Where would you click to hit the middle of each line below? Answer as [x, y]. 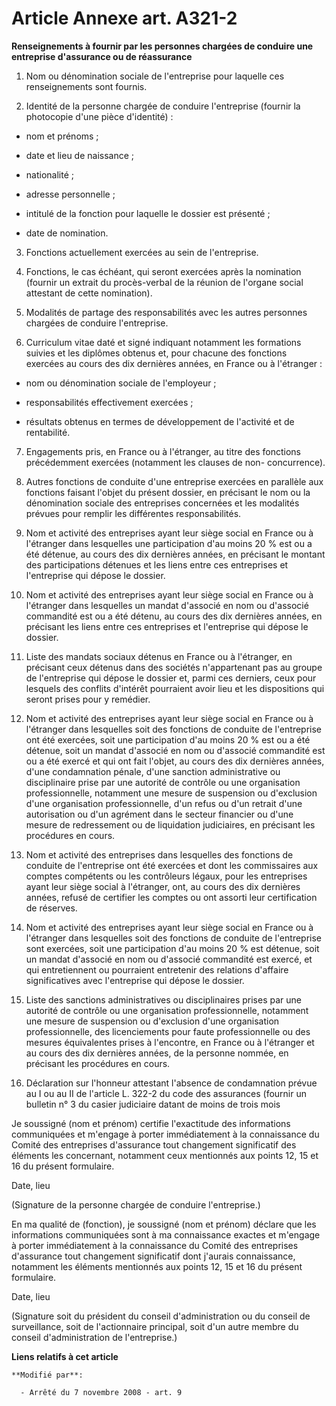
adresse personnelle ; [70, 194]
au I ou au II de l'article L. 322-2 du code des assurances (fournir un [166, 1093]
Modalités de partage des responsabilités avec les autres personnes [166, 312]
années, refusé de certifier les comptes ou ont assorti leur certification [171, 897]
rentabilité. [48, 432]
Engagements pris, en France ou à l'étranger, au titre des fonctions [163, 451]
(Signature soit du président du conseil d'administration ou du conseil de [161, 1316]
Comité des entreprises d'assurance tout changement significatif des [154, 1144]
